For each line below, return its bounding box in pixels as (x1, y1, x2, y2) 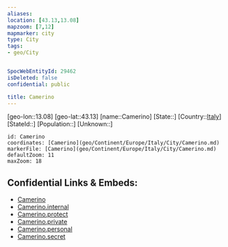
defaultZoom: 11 (7, 151, 54, 159)
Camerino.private (17, 218, 68, 226)
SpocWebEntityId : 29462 (7, 68, 77, 75)
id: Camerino (7, 133, 45, 140)
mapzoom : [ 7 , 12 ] (7, 23, 54, 30)
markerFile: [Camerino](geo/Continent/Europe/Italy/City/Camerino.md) (7, 146, 217, 153)
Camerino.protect (17, 210, 68, 218)
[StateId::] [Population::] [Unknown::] (7, 120, 113, 128)
